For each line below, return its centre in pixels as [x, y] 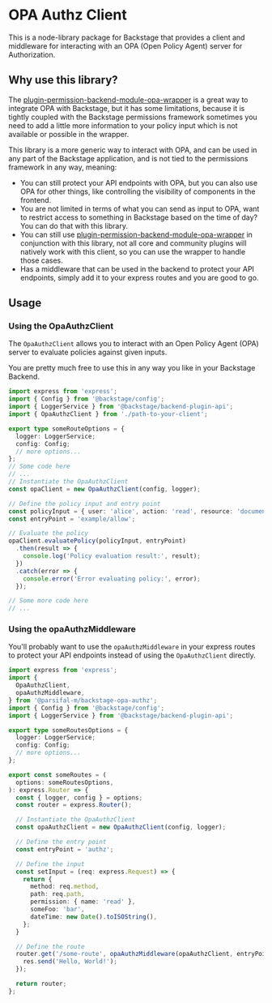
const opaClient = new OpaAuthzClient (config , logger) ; [104, 489]
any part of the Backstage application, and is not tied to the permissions [128, 158]
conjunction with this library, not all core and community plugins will [133, 243]
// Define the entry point [61, 842]
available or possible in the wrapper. [69, 134]
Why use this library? [64, 80]
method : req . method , [64, 887]
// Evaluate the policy [49, 534]
